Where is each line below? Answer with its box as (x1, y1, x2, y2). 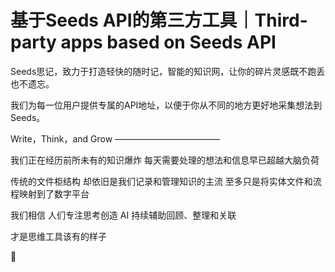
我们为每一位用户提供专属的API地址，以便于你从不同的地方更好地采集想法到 (10, 99, 323, 111)
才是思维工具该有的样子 (10, 230, 107, 242)
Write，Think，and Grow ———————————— (10, 132, 221, 145)
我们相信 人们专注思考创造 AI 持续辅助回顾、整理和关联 (10, 209, 237, 221)
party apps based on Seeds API (10, 31, 277, 54)
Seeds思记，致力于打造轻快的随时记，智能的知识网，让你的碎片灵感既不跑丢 (10, 65, 326, 77)
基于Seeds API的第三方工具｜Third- (10, 9, 308, 32)
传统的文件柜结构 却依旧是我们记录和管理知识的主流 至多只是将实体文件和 (10, 175, 313, 187)
